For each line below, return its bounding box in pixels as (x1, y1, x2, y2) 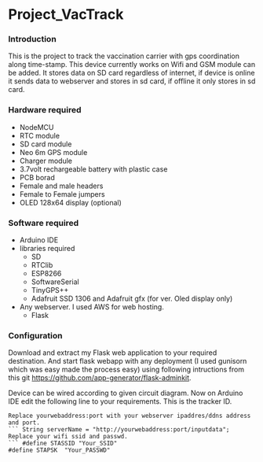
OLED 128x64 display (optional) (19, 198, 122, 207)
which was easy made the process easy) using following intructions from (8, 364, 245, 375)
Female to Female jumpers (19, 189, 105, 198)
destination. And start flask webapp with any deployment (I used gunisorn (8, 357, 247, 366)
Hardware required (8, 105, 82, 116)
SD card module (19, 139, 72, 149)
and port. (8, 419, 41, 427)
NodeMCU (19, 122, 54, 131)
